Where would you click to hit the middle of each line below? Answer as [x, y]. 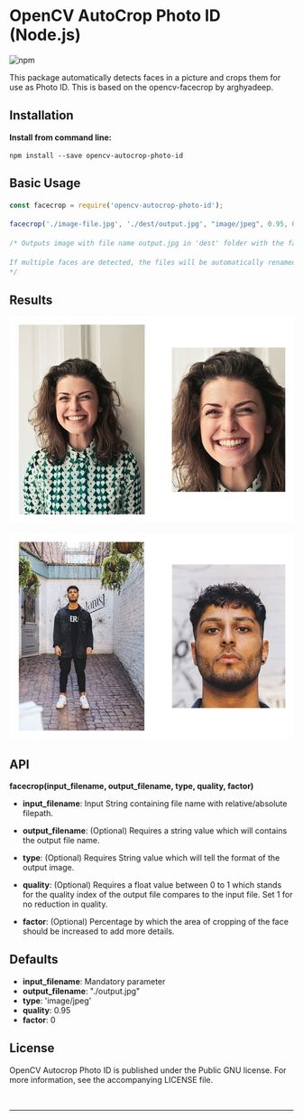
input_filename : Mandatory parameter [94, 981]
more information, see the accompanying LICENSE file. [111, 1079]
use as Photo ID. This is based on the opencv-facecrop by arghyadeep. [142, 87]
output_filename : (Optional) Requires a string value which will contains [155, 831]
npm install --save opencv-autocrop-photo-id [96, 155]
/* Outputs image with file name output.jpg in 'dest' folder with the [147, 244]
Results [31, 300]
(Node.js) [45, 35]
